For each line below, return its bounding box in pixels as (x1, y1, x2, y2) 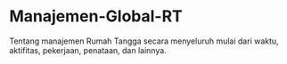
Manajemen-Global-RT (9, 6, 183, 27)
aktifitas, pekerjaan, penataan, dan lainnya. (9, 44, 167, 55)
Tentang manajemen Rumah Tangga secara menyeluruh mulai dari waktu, (9, 36, 279, 46)
